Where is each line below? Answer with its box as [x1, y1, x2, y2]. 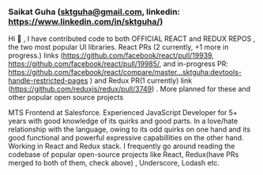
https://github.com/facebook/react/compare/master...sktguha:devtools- [8, 68, 242, 77]
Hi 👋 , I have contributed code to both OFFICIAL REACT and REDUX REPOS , [8, 34, 256, 43]
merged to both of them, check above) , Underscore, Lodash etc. [8, 158, 220, 168]
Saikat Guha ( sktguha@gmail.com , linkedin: [8, 6, 180, 17]
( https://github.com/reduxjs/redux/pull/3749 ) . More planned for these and [8, 84, 251, 94]
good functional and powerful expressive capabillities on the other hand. [8, 133, 244, 143]
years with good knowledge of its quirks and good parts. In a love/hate [8, 117, 239, 126]
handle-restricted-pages [8, 76, 88, 85]
